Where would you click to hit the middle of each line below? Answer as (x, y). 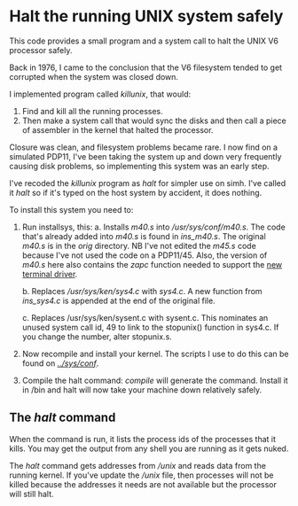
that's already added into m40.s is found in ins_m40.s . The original (144, 236)
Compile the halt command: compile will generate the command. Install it (155, 380)
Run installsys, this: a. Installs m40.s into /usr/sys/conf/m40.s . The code (153, 227)
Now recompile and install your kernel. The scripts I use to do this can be (156, 354)
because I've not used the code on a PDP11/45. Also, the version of (145, 255)
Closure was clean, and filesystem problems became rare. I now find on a (143, 147)
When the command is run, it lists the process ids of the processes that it (143, 439)
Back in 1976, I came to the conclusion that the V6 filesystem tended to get (145, 67)
